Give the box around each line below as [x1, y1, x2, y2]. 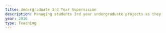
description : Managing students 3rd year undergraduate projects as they [5, 12, 162, 16]
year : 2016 [5, 16, 28, 21]
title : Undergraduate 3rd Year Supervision [5, 7, 97, 12]
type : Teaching [5, 20, 37, 26]
